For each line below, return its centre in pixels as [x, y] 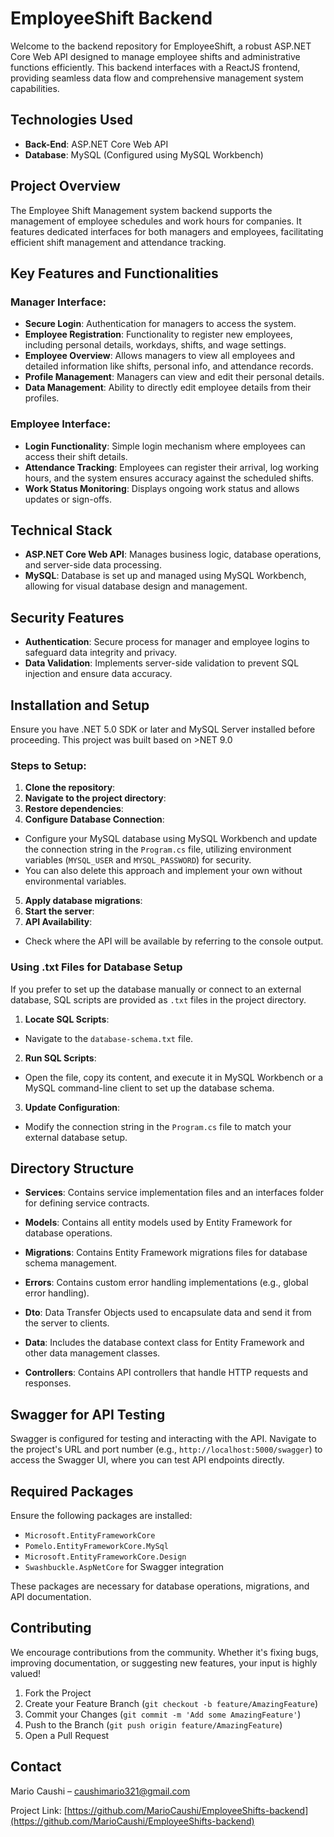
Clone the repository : [70, 788]
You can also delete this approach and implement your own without [163, 871]
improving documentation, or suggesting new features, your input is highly [164, 1663]
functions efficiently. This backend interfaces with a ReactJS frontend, [155, 67]
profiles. [42, 398]
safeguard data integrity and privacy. [101, 653]
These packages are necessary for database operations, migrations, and [160, 1586]
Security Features [67, 617]
